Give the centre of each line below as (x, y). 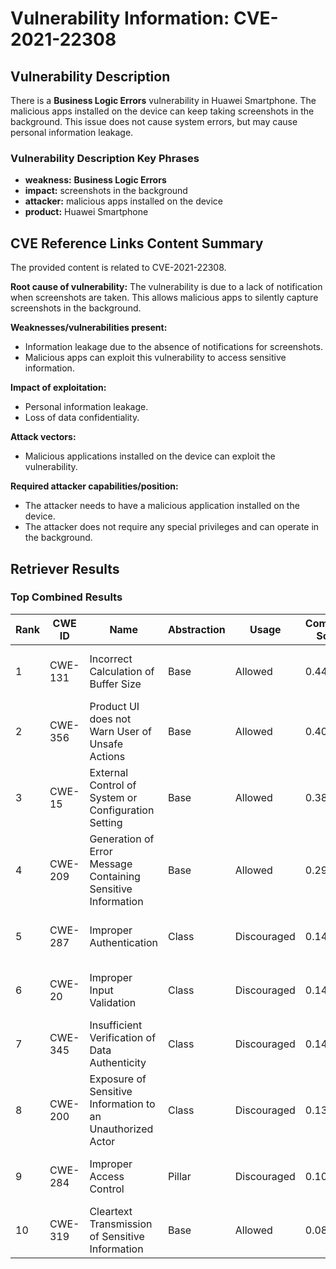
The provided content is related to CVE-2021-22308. (118, 268)
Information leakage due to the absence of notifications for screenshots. (174, 347)
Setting (106, 822)
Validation (113, 1002)
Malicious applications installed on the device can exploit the (150, 456)
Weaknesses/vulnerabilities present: (89, 328)
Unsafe (106, 744)
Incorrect (111, 659)
